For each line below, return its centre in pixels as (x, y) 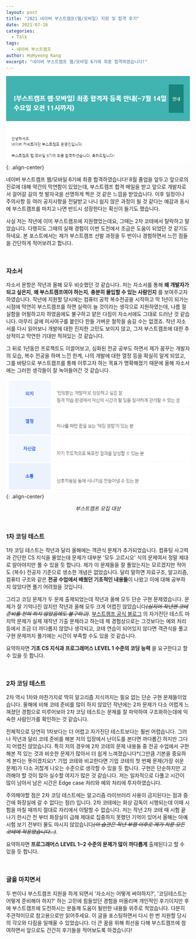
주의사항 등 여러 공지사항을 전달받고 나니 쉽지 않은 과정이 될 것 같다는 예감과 (92, 201)
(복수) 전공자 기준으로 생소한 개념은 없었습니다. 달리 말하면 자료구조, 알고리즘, (100, 572)
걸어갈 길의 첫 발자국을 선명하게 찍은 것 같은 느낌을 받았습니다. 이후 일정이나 (98, 194)
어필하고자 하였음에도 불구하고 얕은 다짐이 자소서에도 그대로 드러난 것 (100, 314)
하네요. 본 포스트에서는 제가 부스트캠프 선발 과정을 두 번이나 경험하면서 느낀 (92, 235)
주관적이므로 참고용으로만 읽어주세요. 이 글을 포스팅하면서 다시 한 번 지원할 (91, 915)
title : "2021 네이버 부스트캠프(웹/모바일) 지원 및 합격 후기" (73, 18)
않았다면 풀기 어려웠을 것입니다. (48, 587)
